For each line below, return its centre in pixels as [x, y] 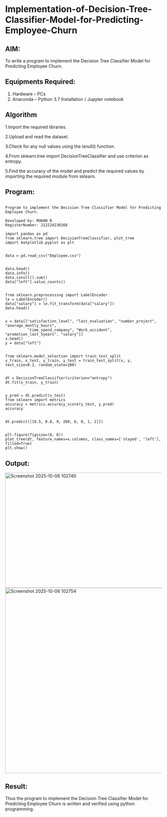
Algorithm [21, 115]
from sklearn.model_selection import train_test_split [63, 356]
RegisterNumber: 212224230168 [37, 225]
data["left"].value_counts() [35, 282]
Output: [17, 463]
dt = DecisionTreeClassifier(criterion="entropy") [59, 378]
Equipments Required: [40, 82]
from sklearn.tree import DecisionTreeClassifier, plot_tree [70, 238]
